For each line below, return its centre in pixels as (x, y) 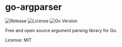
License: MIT (18, 40)
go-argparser (34, 7)
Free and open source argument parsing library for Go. (61, 30)
